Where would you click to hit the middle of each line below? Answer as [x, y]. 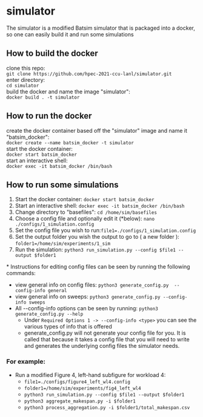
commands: [21, 273]
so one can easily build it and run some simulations [70, 34]
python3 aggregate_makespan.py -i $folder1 [80, 401]
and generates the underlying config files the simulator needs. [102, 346]
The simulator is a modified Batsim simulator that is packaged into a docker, [101, 28]
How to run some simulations [63, 185]
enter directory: [26, 79]
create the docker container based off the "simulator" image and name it [97, 130]
